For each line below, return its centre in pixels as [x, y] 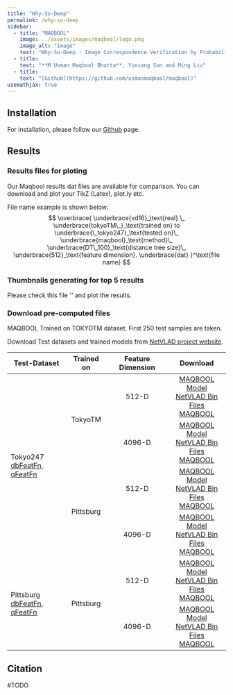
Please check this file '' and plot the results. [69, 295]
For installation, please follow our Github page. [74, 130]
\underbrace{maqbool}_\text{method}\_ [116, 240]
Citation [25, 668]
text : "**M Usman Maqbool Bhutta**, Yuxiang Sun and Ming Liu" [113, 65]
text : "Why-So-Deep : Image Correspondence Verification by [108, 53]
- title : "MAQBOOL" [42, 33]
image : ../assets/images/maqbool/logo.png [82, 40]
